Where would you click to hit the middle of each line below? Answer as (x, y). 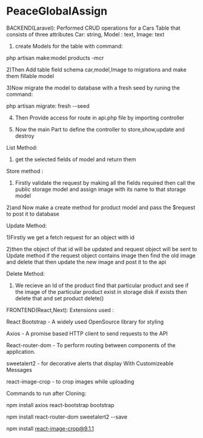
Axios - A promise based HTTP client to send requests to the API (87, 333)
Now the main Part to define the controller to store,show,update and (100, 129)
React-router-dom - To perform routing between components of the (91, 345)
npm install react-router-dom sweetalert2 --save (67, 417)
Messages (19, 370)
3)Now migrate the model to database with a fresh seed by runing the (93, 88)
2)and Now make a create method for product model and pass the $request (101, 207)
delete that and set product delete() (59, 298)
